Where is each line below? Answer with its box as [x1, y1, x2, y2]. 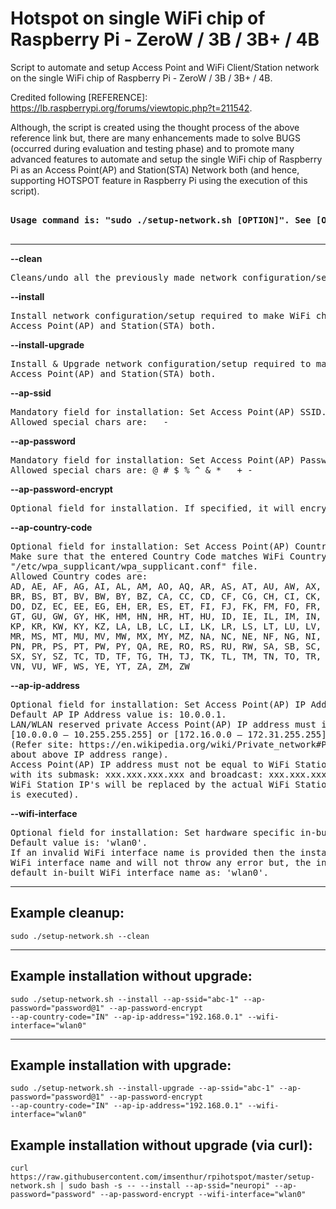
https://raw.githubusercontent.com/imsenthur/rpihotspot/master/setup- [10, 1172, 315, 1182]
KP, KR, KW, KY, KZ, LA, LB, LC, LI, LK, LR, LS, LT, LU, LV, [10, 620, 322, 632]
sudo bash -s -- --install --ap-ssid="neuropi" [68, 1181, 271, 1191]
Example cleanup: [10, 905, 125, 922]
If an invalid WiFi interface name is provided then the [10, 847, 296, 858]
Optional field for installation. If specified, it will [10, 502, 296, 514]
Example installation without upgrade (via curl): [10, 1137, 313, 1154]
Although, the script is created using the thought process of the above [10, 121, 300, 133]
